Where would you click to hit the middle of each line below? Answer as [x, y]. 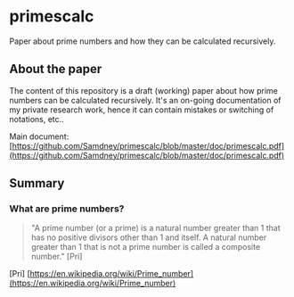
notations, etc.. [37, 119]
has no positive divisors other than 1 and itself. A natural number [149, 237]
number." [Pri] [57, 257]
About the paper [56, 69]
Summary [37, 183]
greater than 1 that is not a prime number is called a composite [146, 247]
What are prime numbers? [67, 209]
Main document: [39, 136]
